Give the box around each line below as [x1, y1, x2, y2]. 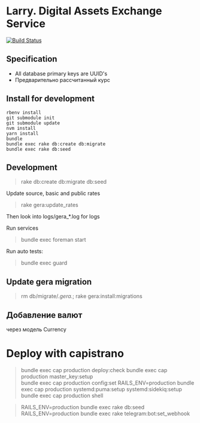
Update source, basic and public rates [6, 190, 101, 197]
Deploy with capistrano [6, 347, 125, 360]
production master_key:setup [20, 373, 93, 380]
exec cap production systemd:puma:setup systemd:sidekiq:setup [20, 385, 183, 392]
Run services [6, 224, 39, 232]
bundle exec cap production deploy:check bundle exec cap [20, 366, 168, 373]
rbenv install [6, 109, 42, 115]
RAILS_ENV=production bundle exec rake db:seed [20, 403, 145, 410]
